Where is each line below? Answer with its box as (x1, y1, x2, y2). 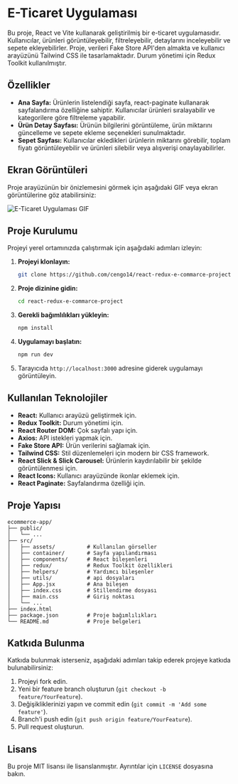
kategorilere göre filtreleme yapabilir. (17, 113, 126, 122)
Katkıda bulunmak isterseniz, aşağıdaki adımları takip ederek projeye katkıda (7, 656, 231, 665)
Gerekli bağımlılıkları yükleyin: (17, 311, 109, 319)
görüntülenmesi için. (17, 463, 78, 472)
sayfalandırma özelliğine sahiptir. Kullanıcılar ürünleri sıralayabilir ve (17, 105, 215, 114)
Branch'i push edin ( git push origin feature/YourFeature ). (17, 715, 193, 724)
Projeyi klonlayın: (17, 257, 70, 266)
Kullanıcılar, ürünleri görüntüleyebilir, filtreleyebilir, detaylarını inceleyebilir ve (7, 36, 231, 44)
